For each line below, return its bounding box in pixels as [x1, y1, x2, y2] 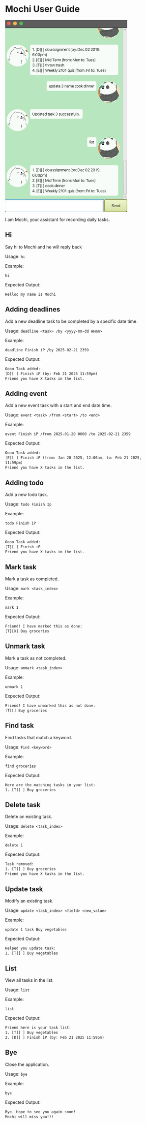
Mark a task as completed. [5, 576, 59, 582]
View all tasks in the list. [5, 977, 54, 983]
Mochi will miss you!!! [5, 1114, 54, 1119]
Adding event [5, 389, 48, 398]
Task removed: [5, 862, 34, 867]
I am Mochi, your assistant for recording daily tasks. [5, 217, 110, 222]
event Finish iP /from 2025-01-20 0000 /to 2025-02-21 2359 [5, 432, 131, 437]
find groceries [5, 764, 36, 769]
